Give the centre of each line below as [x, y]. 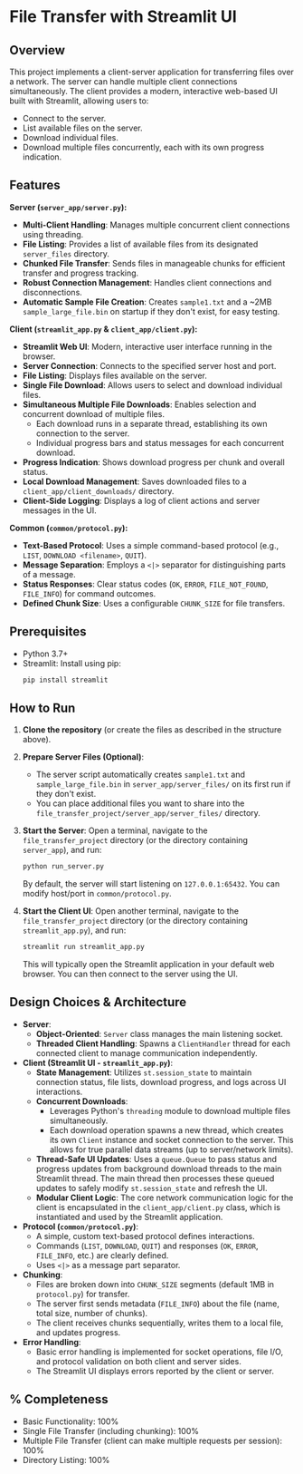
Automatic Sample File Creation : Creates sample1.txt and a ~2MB [147, 302]
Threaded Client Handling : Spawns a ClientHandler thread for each [163, 1043]
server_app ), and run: [62, 850]
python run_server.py [63, 867]
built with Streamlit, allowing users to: [79, 101]
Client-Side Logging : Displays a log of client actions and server [141, 500]
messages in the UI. [59, 510]
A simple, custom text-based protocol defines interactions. [145, 1236]
